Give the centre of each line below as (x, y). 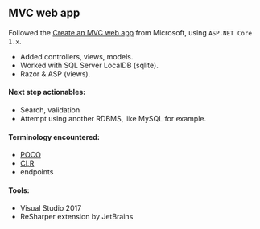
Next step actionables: (47, 92)
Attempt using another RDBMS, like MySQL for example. (113, 119)
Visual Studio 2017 (51, 208)
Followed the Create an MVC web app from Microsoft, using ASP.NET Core (130, 32)
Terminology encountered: (54, 137)
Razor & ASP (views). (55, 74)
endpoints (37, 172)
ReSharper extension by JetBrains (76, 217)
